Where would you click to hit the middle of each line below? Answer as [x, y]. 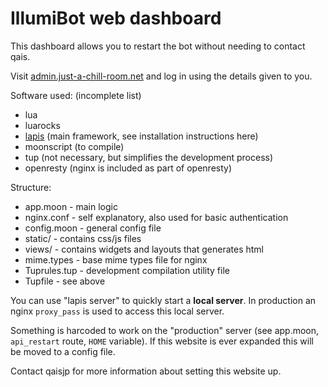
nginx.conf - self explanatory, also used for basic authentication [156, 217]
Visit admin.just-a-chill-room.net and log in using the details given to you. [161, 76]
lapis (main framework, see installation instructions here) [141, 136]
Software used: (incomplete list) [76, 95]
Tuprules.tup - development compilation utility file [127, 270]
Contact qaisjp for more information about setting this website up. [146, 371]
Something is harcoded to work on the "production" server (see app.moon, [165, 330]
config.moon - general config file [93, 228]
